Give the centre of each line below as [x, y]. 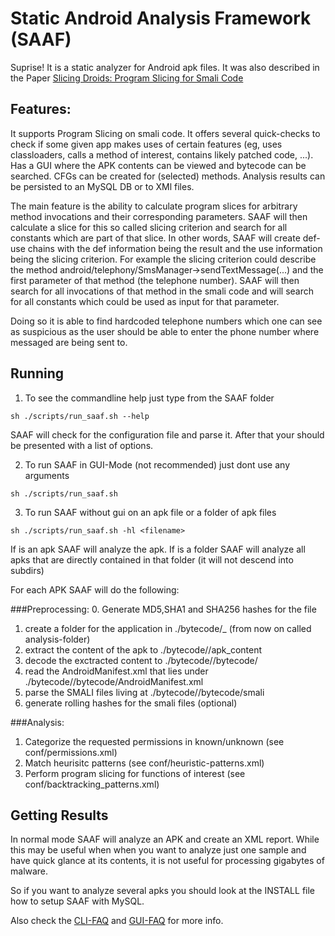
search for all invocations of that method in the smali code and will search [162, 291]
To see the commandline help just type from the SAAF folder [149, 398]
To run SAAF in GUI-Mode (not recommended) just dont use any [157, 464]
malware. [29, 871]
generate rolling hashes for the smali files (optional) [131, 703]
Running [37, 373]
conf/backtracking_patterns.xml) [92, 784]
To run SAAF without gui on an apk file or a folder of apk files [150, 512]
